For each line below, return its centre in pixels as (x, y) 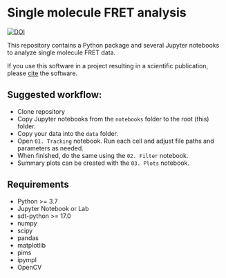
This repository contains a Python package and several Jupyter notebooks (113, 45)
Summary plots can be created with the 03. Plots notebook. (103, 163)
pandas (28, 238)
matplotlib (31, 245)
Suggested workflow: (55, 95)
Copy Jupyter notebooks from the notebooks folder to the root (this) (113, 119)
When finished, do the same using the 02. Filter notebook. (103, 155)
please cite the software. (43, 73)
